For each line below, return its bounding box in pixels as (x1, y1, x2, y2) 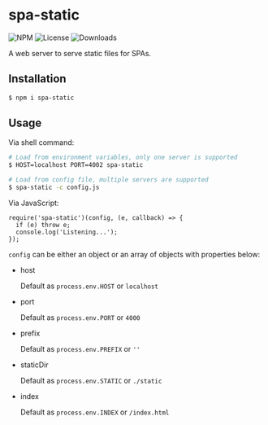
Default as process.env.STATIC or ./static (19, 375, 162, 385)
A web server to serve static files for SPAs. (8, 48, 152, 58)
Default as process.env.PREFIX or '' (19, 344, 140, 353)
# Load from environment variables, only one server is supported (8, 153, 238, 162)
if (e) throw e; (15, 221, 71, 229)
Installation (8, 72, 67, 86)
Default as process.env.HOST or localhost (19, 281, 158, 291)
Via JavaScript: (8, 198, 59, 208)
